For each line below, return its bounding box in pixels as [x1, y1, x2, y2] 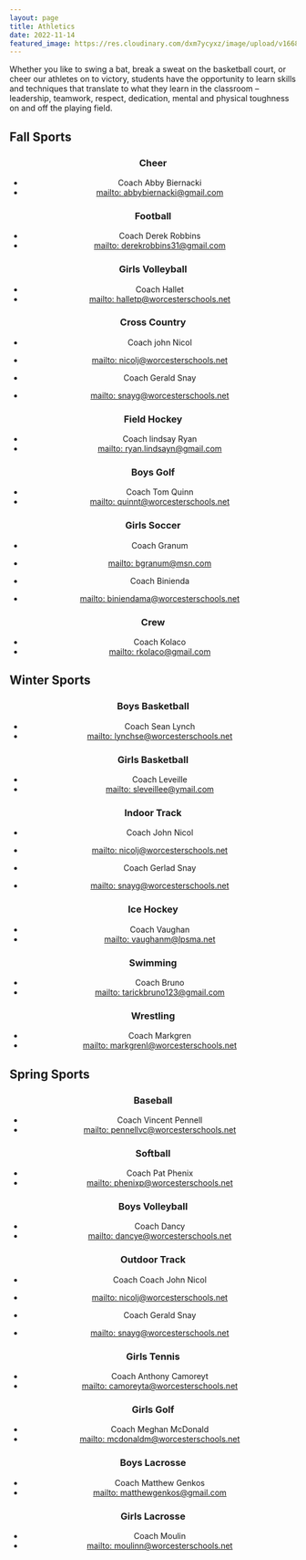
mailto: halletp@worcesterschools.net [88, 293, 230, 304]
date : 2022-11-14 [9, 30, 76, 39]
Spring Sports [9, 1066, 90, 1082]
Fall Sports [9, 129, 72, 144]
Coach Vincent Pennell [117, 1115, 203, 1126]
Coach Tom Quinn [126, 487, 194, 497]
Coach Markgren [127, 1031, 192, 1042]
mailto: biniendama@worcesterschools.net [79, 592, 240, 603]
